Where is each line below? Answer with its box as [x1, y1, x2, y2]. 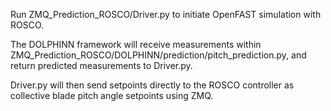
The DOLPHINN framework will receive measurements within [10, 39, 262, 50]
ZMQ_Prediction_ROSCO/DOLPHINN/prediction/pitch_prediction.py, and [10, 49, 307, 61]
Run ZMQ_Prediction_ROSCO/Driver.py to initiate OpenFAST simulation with [10, 9, 322, 20]
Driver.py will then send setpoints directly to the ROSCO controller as [10, 79, 295, 91]
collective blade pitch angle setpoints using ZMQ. [10, 90, 214, 101]
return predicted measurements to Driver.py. [10, 60, 193, 71]
